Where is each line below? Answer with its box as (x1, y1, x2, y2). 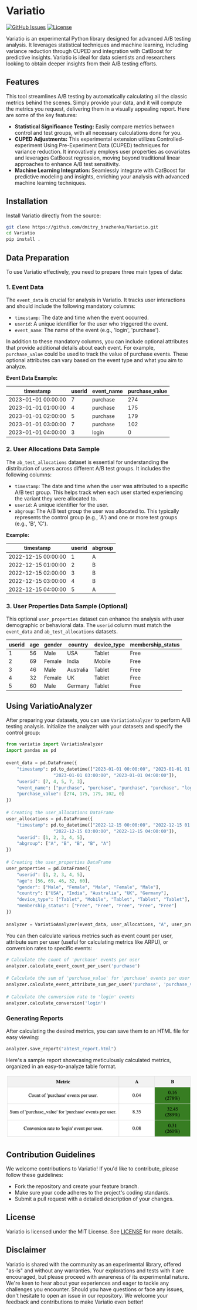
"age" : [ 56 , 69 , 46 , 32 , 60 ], (16, 878, 91, 884)
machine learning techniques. (14, 179, 87, 186)
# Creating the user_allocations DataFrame (6, 810, 114, 816)
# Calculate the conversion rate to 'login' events (6, 994, 135, 1000)
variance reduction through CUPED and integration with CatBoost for (6, 47, 172, 54)
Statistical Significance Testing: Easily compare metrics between (14, 122, 175, 130)
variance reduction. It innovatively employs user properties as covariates (14, 148, 191, 155)
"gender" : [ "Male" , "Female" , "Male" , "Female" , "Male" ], (16, 884, 161, 890)
